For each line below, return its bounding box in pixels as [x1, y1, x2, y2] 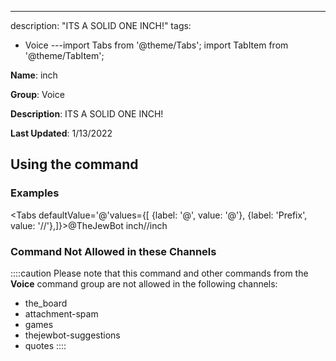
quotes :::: [24, 339, 67, 351]
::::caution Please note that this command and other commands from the [10, 267, 309, 279]
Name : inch [10, 69, 58, 81]
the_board [24, 297, 68, 309]
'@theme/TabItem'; [24, 50, 105, 61]
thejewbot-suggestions [24, 329, 121, 341]
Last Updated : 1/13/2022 [10, 127, 113, 139]
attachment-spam [24, 307, 99, 320]
